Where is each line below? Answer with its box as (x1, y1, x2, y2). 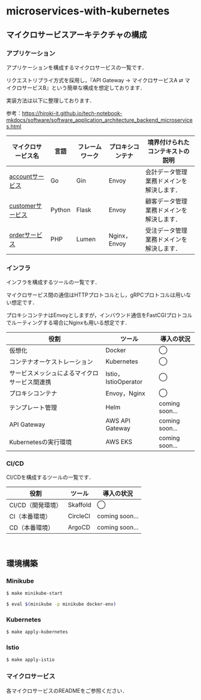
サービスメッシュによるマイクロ (9, 369, 99, 378)
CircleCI (68, 512, 91, 520)
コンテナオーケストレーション (9, 358, 93, 366)
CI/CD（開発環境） (9, 501, 62, 510)
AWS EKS (105, 438, 133, 446)
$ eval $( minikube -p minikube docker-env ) (6, 602, 117, 608)
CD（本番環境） (9, 523, 54, 532)
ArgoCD (68, 523, 91, 532)
